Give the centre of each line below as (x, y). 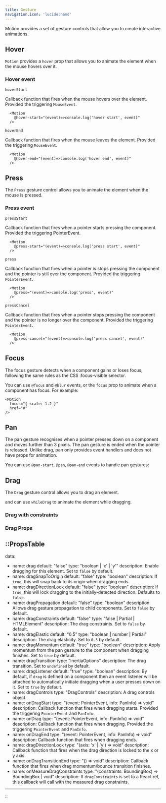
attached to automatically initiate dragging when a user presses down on (86, 681)
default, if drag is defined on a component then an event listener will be (84, 676)
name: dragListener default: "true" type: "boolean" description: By (80, 671)
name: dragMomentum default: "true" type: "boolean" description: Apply (86, 645)
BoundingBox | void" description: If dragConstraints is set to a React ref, (86, 776)
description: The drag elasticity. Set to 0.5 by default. (66, 639)
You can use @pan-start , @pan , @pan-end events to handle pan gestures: (77, 465)
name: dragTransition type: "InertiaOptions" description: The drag (79, 661)
